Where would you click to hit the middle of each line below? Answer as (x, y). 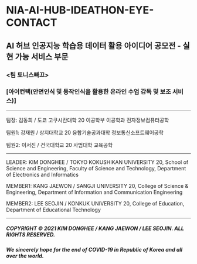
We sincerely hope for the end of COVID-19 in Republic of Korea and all (94, 249)
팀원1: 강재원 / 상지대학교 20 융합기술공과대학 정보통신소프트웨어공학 (85, 132)
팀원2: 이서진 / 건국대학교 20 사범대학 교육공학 (60, 145)
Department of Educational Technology (54, 210)
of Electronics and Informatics (43, 174)
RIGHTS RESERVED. (31, 235)
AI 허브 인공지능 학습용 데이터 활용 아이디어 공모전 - (94, 45)
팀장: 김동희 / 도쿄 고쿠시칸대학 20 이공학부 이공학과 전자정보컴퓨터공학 (88, 120)
